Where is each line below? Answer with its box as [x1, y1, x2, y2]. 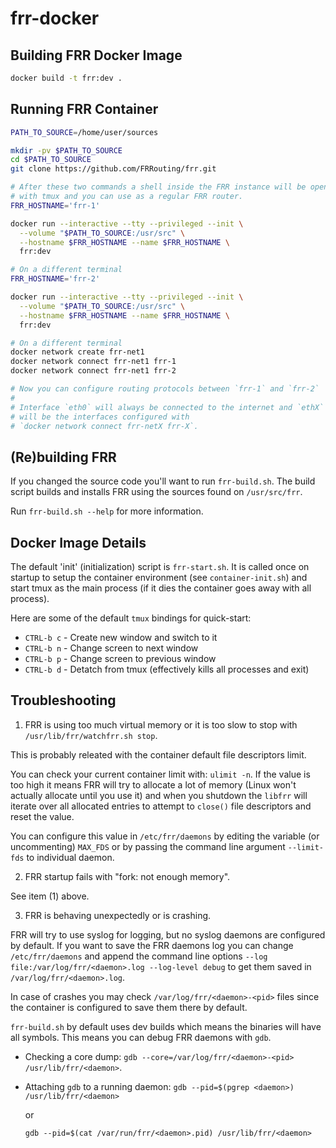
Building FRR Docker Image [10, 47, 183, 64]
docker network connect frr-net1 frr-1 [10, 357, 177, 367]
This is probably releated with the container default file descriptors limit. [10, 748, 307, 761]
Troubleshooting [10, 692, 117, 709]
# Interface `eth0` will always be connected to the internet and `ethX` [10, 402, 325, 412]
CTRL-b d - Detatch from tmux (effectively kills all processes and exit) [24, 663, 310, 676]
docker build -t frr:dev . [10, 73, 123, 83]
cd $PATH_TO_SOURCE [10, 155, 92, 165]
